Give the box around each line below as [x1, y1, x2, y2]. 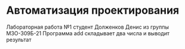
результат [6, 36, 32, 43]
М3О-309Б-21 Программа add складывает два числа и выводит [6, 29, 170, 36]
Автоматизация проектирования [6, 4, 180, 17]
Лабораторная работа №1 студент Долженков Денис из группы [6, 23, 169, 30]
